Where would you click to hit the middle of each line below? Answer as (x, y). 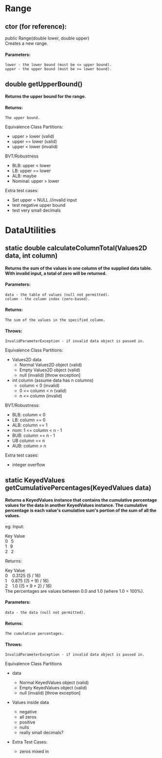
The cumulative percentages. (35, 634)
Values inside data (30, 702)
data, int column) (31, 256)
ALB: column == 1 (30, 425)
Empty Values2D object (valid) (50, 370)
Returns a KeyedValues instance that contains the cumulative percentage (81, 500)
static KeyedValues (35, 480)
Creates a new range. (27, 43)
